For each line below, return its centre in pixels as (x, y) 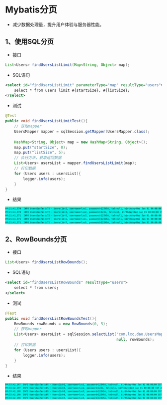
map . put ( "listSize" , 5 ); (40, 153)
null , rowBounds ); (135, 340)
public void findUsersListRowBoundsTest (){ (51, 318)
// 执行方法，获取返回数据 (38, 158)
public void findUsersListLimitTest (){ (46, 121)
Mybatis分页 (31, 10)
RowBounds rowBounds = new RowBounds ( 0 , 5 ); (61, 324)
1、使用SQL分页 (29, 42)
